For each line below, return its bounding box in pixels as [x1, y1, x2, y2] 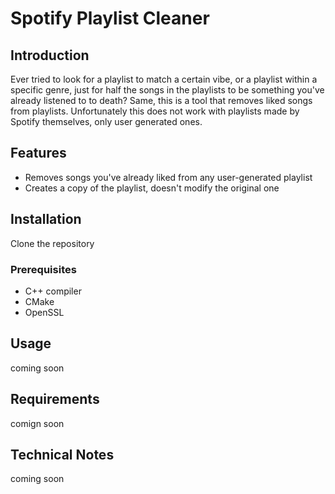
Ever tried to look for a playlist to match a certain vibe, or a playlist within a [10, 73, 318, 85]
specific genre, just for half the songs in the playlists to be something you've [10, 84, 325, 96]
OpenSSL [24, 306, 65, 318]
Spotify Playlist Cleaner [10, 7, 210, 30]
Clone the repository [10, 237, 95, 249]
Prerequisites [10, 262, 77, 276]
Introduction [10, 47, 90, 64]
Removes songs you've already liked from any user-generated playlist [24, 171, 313, 183]
